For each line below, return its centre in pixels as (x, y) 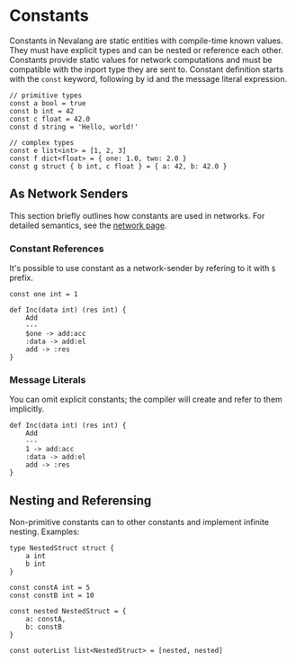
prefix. (22, 278)
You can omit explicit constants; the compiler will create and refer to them (146, 400)
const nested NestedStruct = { (68, 612)
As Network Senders (69, 194)
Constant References (57, 249)
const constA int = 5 (50, 588)
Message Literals (48, 379)
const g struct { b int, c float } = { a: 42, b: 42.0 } (118, 166)
